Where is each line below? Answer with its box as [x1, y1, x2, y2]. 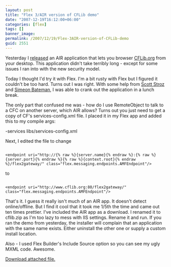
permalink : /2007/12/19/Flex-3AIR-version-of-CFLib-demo [5, 36, 129, 41]
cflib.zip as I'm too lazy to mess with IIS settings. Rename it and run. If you [5, 214, 162, 220]
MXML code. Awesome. [5, 246, 56, 252]
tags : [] [5, 27, 24, 32]
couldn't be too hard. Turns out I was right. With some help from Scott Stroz [5, 81, 165, 87]
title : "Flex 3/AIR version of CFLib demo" [5, 12, 100, 17]
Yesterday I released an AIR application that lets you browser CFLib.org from [5, 55, 166, 61]
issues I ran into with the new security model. [5, 65, 101, 72]
